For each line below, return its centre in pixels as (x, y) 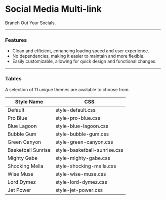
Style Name (29, 101)
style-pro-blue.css (78, 118)
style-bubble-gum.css (82, 134)
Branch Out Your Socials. (31, 23)
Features (16, 40)
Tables (13, 79)
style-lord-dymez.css (81, 182)
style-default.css (75, 110)
